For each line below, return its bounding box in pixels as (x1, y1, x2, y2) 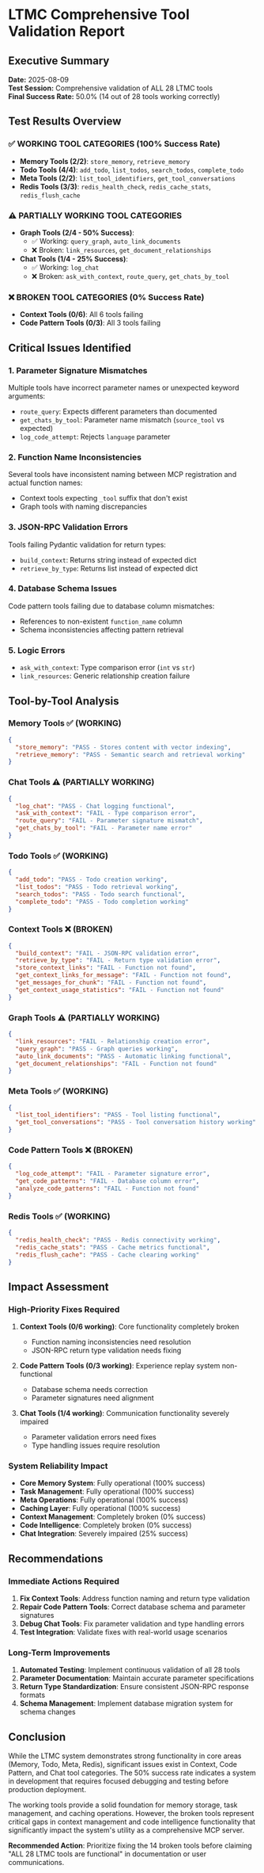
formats (19, 1690, 46, 1700)
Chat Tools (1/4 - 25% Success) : (19, 254, 128, 263)
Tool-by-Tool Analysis (8, 694, 120, 708)
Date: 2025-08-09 (8, 75, 70, 84)
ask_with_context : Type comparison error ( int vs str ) (19, 663, 195, 673)
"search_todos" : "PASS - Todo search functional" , (15, 890, 186, 898)
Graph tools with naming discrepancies (19, 502, 148, 512)
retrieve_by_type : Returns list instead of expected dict (19, 563, 198, 573)
